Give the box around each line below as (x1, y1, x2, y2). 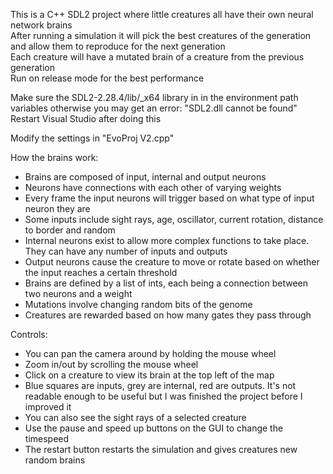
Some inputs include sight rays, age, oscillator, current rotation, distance (24, 214, 324, 225)
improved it (24, 401, 72, 413)
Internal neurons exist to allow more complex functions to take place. (24, 235, 310, 246)
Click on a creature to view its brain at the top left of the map (24, 369, 275, 381)
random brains (24, 454, 86, 466)
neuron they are (24, 203, 91, 214)
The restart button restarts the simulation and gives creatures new (24, 444, 298, 455)
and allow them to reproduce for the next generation (10, 40, 226, 52)
